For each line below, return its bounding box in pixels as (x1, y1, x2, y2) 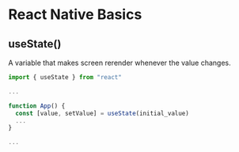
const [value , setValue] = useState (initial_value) (15, 109, 190, 117)
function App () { (8, 101, 66, 110)
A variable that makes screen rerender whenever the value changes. (8, 58, 231, 67)
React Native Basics (8, 6, 142, 24)
